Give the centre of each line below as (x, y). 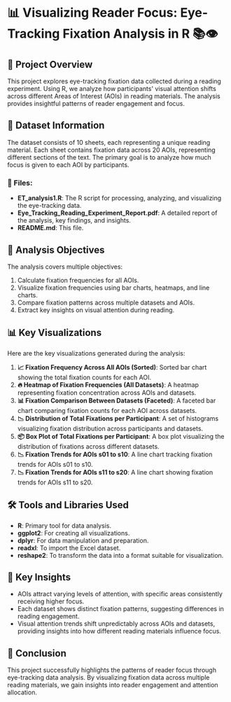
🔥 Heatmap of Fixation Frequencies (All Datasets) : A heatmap (108, 384)
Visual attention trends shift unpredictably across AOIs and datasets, (116, 624)
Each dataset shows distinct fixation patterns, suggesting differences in (120, 609)
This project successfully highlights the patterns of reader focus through (112, 670)
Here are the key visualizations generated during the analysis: (96, 353)
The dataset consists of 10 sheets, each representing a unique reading (109, 142)
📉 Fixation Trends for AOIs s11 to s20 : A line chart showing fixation (115, 472)
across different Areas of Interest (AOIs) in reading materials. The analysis (114, 96)
